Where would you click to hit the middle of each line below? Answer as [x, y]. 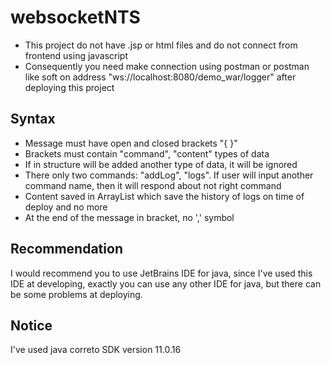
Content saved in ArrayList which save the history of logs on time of [164, 196]
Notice [31, 325]
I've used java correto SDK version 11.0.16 [96, 350]
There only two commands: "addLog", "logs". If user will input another [169, 175]
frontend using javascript [76, 55]
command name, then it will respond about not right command [153, 185]
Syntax [33, 119]
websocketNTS [75, 17]
